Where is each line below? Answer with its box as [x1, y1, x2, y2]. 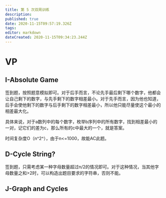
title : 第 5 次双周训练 [5, 7, 49, 12]
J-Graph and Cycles [5, 185, 68, 193]
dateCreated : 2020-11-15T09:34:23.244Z [5, 35, 87, 40]
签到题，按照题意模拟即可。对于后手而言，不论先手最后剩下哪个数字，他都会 [5, 90, 161, 96]
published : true [5, 16, 39, 21]
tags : [5, 26, 16, 31]
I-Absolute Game [5, 76, 58, 84]
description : [5, 12, 32, 17]
